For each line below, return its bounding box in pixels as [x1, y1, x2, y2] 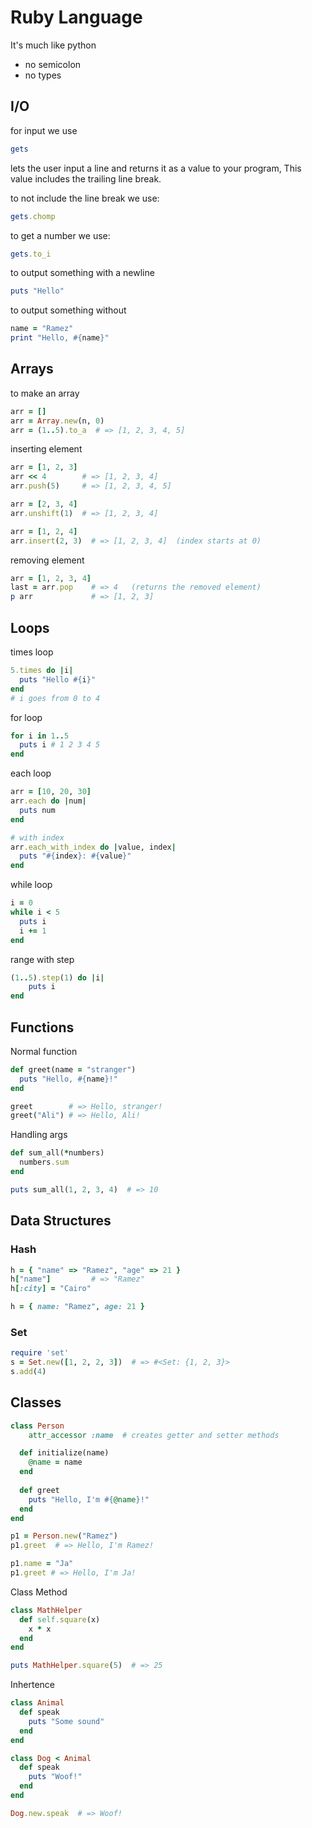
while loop [10, 879, 53, 891]
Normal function [10, 1045, 78, 1057]
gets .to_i [10, 249, 52, 259]
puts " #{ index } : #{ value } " [19, 851, 132, 861]
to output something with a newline [10, 267, 155, 279]
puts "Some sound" [28, 1716, 105, 1726]
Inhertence [10, 1679, 55, 1691]
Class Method [10, 1586, 68, 1598]
